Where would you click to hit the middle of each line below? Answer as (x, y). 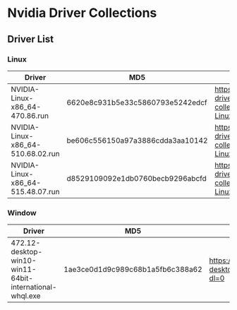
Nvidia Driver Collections (82, 13)
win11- (24, 270)
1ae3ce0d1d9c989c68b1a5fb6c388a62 (133, 270)
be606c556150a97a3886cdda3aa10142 (137, 141)
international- (34, 287)
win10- (24, 261)
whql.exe (26, 296)
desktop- (27, 252)
